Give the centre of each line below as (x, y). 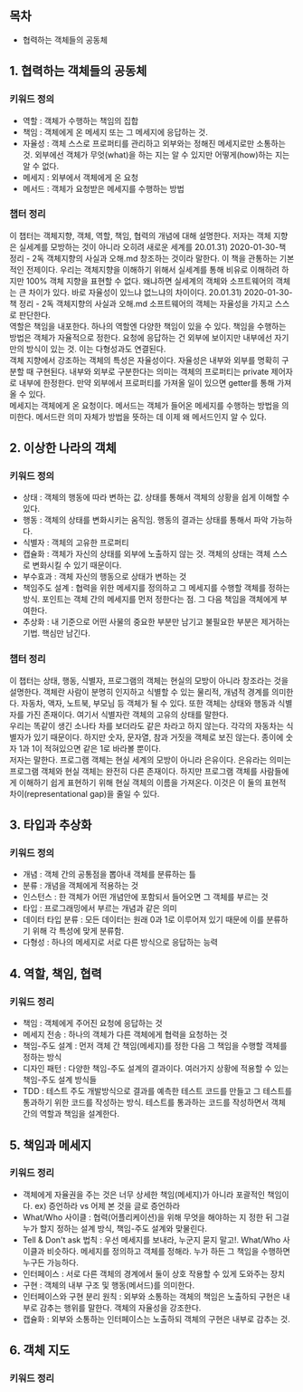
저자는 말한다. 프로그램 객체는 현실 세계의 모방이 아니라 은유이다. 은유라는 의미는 (151, 760)
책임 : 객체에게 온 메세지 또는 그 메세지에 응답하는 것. (115, 132)
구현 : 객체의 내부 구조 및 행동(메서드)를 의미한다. (109, 1285)
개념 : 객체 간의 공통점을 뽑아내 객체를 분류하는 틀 (109, 874)
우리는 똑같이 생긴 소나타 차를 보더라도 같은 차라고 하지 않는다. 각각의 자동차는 (147, 725)
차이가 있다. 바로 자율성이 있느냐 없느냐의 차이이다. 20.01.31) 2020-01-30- (161, 292)
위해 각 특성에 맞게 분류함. (78, 931)
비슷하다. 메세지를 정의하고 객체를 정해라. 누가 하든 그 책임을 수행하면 (169, 1251)
